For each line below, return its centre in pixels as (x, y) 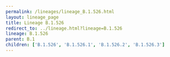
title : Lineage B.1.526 (35, 23)
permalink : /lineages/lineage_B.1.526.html (60, 12)
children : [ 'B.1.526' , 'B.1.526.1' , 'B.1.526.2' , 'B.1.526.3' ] (85, 45)
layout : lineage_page (32, 17)
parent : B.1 (20, 39)
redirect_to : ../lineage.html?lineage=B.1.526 (64, 28)
